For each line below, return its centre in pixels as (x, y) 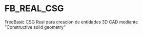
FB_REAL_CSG (34, 9)
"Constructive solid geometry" (35, 27)
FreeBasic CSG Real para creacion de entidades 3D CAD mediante (71, 22)
